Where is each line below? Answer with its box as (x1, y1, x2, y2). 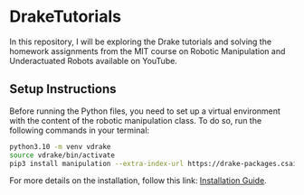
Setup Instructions (9, 81, 117, 97)
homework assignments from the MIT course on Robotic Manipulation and (9, 45, 286, 56)
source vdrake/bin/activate (9, 151, 116, 160)
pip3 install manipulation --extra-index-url (9, 159, 184, 168)
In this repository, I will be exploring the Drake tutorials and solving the (9, 36, 272, 47)
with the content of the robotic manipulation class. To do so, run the (9, 115, 262, 125)
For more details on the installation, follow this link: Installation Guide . (9, 175, 267, 186)
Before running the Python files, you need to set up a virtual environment (9, 106, 280, 116)
